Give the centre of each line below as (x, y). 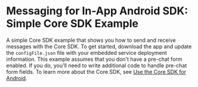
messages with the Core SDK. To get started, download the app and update (99, 46)
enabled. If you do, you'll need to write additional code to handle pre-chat (97, 65)
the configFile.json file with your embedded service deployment (86, 52)
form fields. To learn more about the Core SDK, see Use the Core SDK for (96, 72)
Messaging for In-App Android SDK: (97, 11)
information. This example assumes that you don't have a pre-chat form (95, 59)
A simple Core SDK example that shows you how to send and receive (91, 40)
